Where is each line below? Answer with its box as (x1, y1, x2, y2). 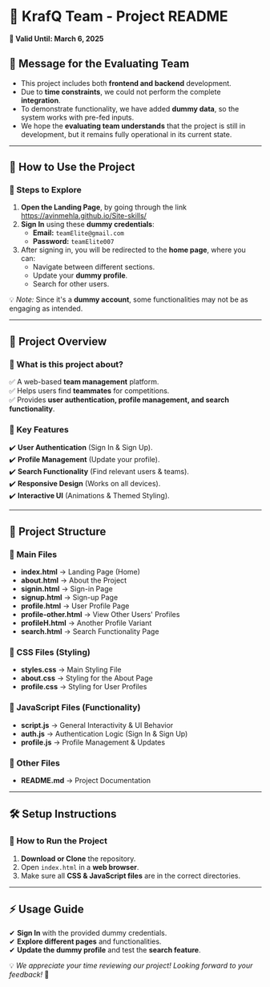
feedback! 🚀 (9, 969, 50, 979)
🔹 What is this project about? (9, 359, 123, 370)
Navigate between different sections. (32, 262, 155, 272)
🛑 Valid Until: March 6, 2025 (9, 34, 104, 43)
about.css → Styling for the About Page (20, 673, 153, 683)
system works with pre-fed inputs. (20, 112, 135, 122)
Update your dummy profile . (32, 270, 128, 280)
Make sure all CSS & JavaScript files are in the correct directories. (20, 871, 241, 880)
